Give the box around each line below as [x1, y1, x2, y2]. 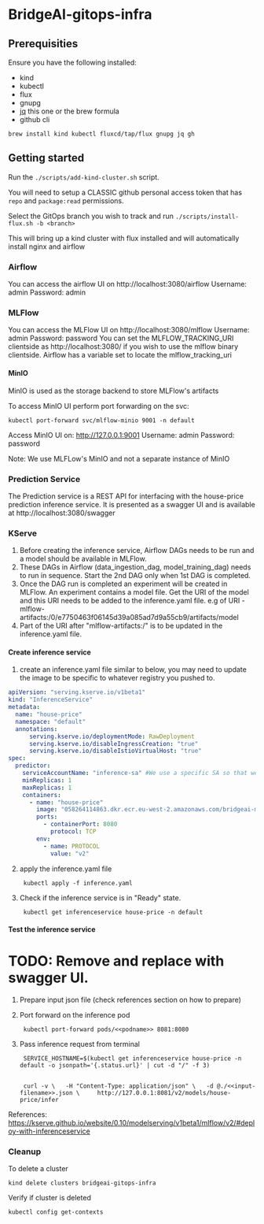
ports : [36, 813, 58, 821]
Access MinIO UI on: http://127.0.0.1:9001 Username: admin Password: [8, 430, 235, 440]
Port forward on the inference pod [19, 1011, 130, 1020]
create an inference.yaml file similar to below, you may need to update [19, 665, 247, 674]
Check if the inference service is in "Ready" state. [19, 892, 181, 903]
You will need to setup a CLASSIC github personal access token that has [8, 187, 242, 197]
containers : [22, 791, 61, 799]
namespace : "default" [15, 718, 86, 725]
